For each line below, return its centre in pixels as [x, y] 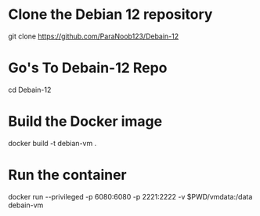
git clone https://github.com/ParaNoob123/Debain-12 [94, 36]
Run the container [67, 175]
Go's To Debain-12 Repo [88, 68]
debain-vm [26, 205]
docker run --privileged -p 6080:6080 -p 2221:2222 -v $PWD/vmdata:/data [130, 196]
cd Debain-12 [30, 90]
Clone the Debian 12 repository [110, 15]
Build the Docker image [85, 121]
